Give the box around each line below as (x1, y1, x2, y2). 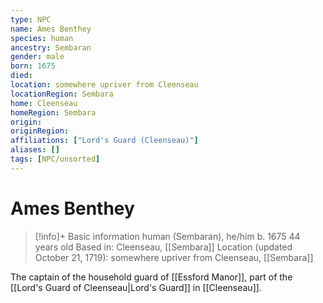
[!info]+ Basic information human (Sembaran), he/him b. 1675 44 (34, 230, 301, 242)
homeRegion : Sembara (10, 107, 97, 118)
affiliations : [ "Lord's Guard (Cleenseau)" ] (10, 136, 199, 146)
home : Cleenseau (10, 98, 78, 108)
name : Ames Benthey (10, 24, 92, 34)
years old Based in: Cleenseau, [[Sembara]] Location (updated (34, 241, 293, 253)
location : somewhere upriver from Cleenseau (10, 80, 199, 90)
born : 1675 (10, 61, 56, 71)
